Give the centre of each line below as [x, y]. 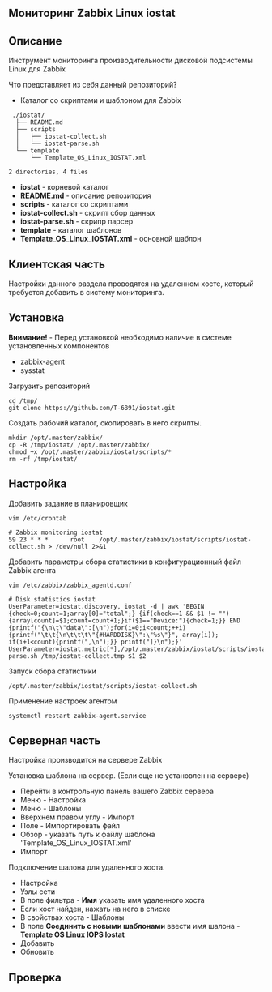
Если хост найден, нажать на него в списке [96, 909]
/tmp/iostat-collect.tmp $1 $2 [94, 656]
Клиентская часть [57, 264]
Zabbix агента [32, 570]
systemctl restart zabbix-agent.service [78, 716]
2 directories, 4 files [49, 172]
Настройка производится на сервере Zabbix [85, 760]
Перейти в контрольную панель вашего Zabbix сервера [117, 791]
